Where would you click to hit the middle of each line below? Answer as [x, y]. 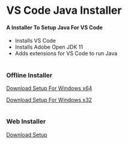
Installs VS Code [35, 41]
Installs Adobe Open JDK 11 [49, 47]
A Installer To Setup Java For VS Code [55, 27]
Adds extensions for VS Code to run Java [66, 53]
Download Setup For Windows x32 [49, 100]
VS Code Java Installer [64, 10]
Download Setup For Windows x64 [49, 88]
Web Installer [26, 122]
